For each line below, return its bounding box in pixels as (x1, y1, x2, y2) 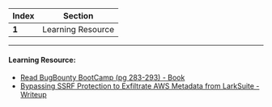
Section (63, 10, 94, 21)
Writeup (19, 90, 47, 100)
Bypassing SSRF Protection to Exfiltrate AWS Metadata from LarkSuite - (19, 81, 260, 91)
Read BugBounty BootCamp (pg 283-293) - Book (19, 72, 185, 83)
